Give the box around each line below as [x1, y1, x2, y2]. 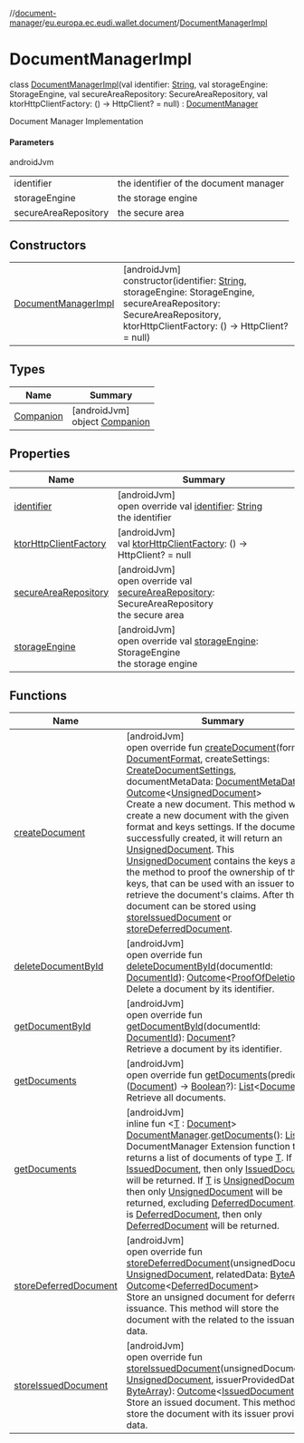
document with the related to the [126, 1313, 265, 1326]
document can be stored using [126, 900, 256, 913]
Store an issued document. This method [126, 1396, 296, 1409]
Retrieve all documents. [126, 1091, 226, 1104]
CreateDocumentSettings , [126, 764, 237, 777]
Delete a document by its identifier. [126, 983, 275, 995]
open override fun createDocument [126, 741, 276, 754]
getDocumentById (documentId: [126, 1020, 261, 1032]
